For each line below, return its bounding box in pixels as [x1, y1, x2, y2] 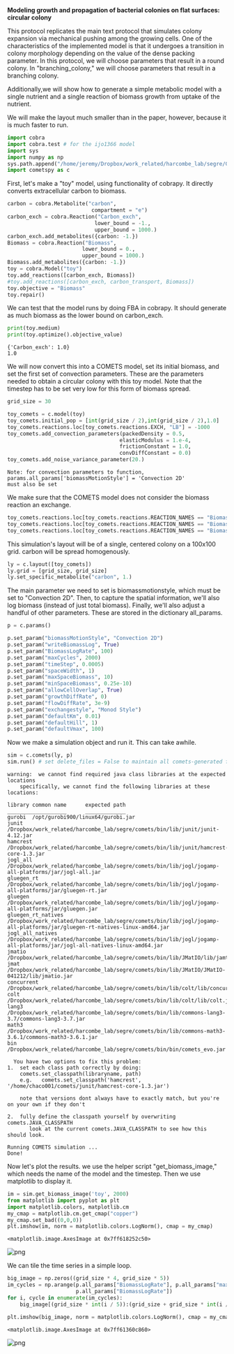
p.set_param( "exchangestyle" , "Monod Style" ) [7, 706, 141, 713]
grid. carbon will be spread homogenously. [7, 547, 130, 555]
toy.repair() [7, 291, 45, 298]
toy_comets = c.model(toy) [7, 411, 86, 418]
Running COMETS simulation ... [7, 1144, 98, 1151]
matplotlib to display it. [7, 1177, 72, 1185]
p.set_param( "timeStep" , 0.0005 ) [7, 660, 104, 668]
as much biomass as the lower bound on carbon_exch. [7, 311, 164, 320]
